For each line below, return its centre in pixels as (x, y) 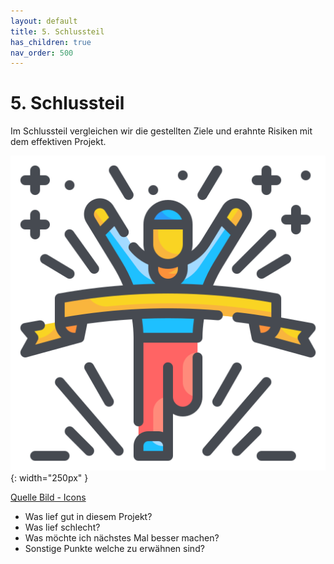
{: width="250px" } (49, 478)
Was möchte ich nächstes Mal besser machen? (122, 538)
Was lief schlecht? (62, 527)
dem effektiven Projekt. (58, 142)
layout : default (44, 21)
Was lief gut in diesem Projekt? (88, 517)
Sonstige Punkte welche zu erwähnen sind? (114, 549)
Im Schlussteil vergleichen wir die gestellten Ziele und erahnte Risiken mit (161, 131)
